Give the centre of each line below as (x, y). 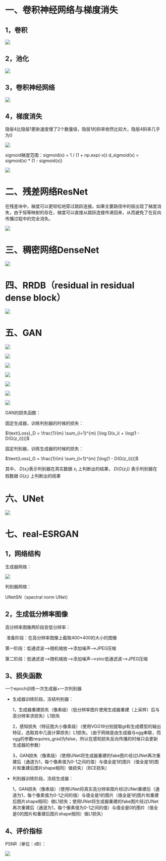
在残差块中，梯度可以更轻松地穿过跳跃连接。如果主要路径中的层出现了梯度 (81, 206)
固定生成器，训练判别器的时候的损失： (44, 423)
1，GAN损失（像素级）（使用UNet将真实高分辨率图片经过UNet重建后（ (84, 789)
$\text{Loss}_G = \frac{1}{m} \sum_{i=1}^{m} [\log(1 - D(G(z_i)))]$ (72, 459)
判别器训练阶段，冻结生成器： (43, 779)
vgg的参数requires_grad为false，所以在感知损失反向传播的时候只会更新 (85, 739)
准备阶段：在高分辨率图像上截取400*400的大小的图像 (62, 637)
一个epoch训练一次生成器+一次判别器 (43, 689)
